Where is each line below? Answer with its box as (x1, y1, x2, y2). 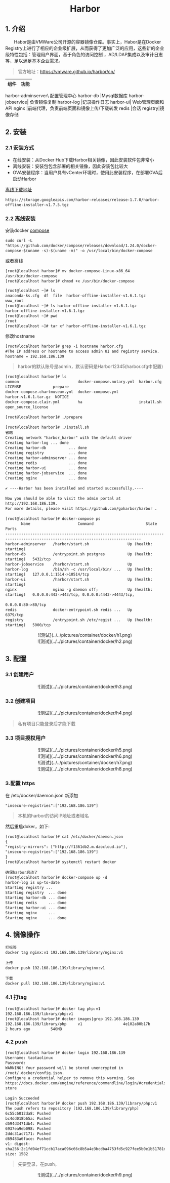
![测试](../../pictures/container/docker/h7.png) (37, 760, 133, 766)
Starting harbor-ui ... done (5, 905, 67, 910)
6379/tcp (5, 612, 24, 618)
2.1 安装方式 (5, 144, 34, 151)
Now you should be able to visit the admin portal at (5, 496, 121, 501)
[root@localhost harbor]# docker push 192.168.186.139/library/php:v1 (5, 1100, 157, 1106)
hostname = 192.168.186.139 (5, 354, 65, 359)
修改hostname (5, 333, 35, 339)
